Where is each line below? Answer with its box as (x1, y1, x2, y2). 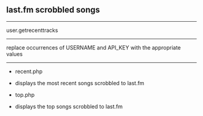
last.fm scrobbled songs (6, 5, 100, 15)
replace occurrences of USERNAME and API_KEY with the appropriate (6, 43, 181, 51)
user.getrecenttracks (6, 27, 59, 34)
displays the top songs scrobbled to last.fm (14, 103, 123, 110)
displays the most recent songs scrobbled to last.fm (14, 79, 145, 86)
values (6, 50, 23, 57)
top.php (14, 91, 35, 98)
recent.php (14, 68, 43, 75)
